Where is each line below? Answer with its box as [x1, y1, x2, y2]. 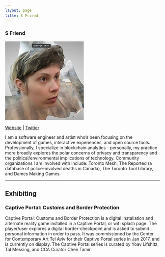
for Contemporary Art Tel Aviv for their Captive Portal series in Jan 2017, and [5, 236, 160, 242]
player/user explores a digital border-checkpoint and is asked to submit [5, 226, 150, 231]
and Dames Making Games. [5, 171, 61, 177]
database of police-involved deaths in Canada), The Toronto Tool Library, [5, 165, 154, 171]
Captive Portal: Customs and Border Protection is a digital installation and [5, 215, 153, 221]
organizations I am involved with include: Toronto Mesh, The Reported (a [5, 160, 152, 166]
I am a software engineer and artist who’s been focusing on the [5, 134, 133, 140]
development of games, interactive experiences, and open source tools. [5, 139, 151, 145]
